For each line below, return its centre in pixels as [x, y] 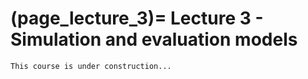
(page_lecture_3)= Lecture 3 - [137, 18]
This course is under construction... [91, 66]
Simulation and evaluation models [154, 39]
